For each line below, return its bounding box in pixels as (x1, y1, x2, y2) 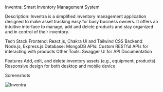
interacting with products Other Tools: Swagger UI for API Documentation (5, 48, 152, 54)
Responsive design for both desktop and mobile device (5, 63, 116, 69)
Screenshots (5, 73, 31, 78)
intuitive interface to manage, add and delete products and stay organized (5, 24, 153, 30)
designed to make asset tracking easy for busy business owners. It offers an (5, 19, 158, 24)
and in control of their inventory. (5, 29, 70, 34)
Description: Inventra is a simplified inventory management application (5, 14, 146, 19)
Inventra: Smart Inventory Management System (5, 4, 100, 10)
